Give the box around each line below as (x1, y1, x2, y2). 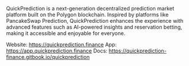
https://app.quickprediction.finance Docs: (6, 47, 107, 54)
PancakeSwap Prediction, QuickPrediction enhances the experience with (6, 18, 184, 24)
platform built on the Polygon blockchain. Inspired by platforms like (6, 11, 169, 18)
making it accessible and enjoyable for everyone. (6, 30, 126, 37)
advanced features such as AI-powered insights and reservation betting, (6, 23, 183, 30)
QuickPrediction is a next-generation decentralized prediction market (6, 5, 174, 12)
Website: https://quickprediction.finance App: (6, 41, 117, 48)
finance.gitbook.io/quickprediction (6, 54, 90, 60)
